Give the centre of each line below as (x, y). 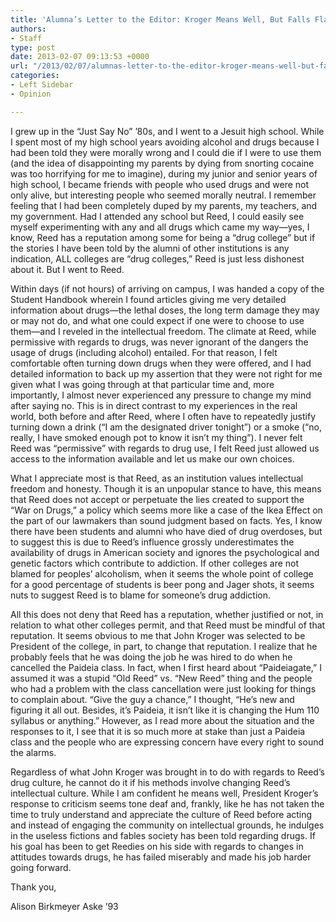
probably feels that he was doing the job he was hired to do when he (151, 657)
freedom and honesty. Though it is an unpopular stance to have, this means (166, 488)
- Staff (26, 38)
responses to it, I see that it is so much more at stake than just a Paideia (158, 731)
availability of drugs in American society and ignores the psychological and (165, 552)
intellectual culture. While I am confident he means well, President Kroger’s (164, 793)
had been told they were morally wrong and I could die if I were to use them (166, 152)
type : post (33, 47)
